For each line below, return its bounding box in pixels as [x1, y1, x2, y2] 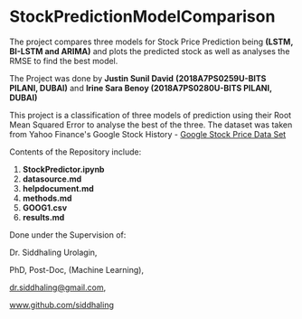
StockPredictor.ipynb [22, 164, 105, 174]
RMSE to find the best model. [9, 55, 118, 66]
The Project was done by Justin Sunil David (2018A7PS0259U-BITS [9, 72, 267, 83]
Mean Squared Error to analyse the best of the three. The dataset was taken [9, 119, 293, 130]
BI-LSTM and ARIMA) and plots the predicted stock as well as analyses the [9, 45, 290, 56]
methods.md [22, 192, 72, 203]
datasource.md [22, 174, 82, 184]
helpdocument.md [22, 183, 95, 193]
